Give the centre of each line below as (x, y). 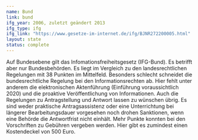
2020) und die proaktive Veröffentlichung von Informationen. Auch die (92, 94)
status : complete (28, 45)
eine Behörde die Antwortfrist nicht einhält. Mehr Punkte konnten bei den (96, 119)
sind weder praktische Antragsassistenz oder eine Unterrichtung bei (90, 106)
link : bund (20, 17)
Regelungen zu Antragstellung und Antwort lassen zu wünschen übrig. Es (97, 99)
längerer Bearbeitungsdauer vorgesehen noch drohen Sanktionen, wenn (95, 112)
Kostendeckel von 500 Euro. (41, 131)
